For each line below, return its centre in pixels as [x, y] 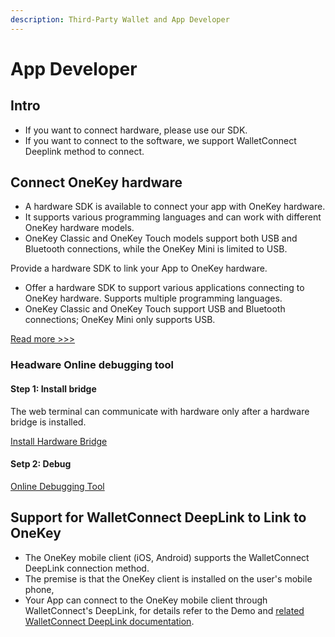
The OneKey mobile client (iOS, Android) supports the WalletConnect [167, 557]
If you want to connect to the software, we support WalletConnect [160, 140]
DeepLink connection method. [87, 568]
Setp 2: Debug [41, 464]
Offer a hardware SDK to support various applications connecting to [164, 288]
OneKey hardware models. [79, 228]
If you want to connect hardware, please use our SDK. [136, 130]
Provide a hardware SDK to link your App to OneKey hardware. [139, 268]
